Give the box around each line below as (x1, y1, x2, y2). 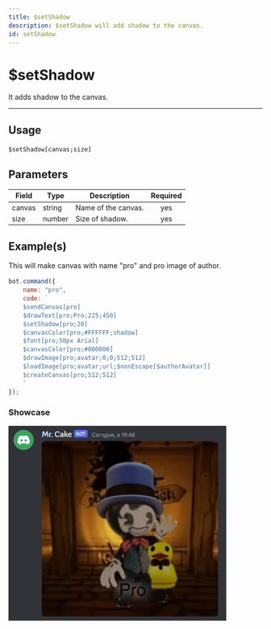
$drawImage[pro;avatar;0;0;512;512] (23, 354, 147, 362)
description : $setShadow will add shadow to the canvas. (8, 21, 204, 30)
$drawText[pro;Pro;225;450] (23, 311, 117, 320)
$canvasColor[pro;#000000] (23, 346, 114, 354)
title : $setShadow (8, 13, 70, 21)
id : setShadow (8, 30, 56, 38)
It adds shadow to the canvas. (8, 93, 109, 102)
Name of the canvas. (75, 202, 144, 213)
